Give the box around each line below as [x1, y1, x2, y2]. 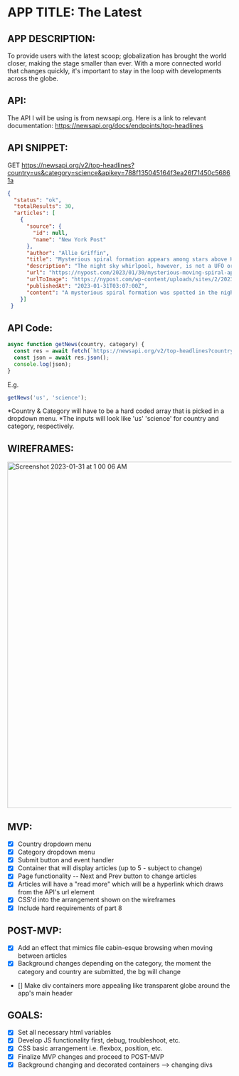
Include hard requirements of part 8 [17, 904, 122, 912]
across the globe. [7, 74, 59, 83]
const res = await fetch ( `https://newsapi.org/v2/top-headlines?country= [14, 348, 237, 355]
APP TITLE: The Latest [7, 4, 142, 21]
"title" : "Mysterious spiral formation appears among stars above [26, 256, 228, 263]
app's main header [17, 988, 73, 997]
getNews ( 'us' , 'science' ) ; [7, 394, 87, 401]
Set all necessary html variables [17, 1028, 112, 1037]
